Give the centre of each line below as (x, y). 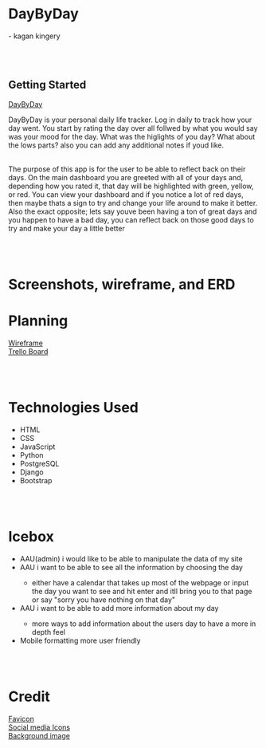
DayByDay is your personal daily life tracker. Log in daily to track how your (130, 120)
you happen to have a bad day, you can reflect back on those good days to (131, 219)
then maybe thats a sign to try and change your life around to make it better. (133, 203)
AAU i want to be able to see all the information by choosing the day (131, 567)
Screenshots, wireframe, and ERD (122, 284)
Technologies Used (74, 408)
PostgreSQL (39, 463)
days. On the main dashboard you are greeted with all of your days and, (126, 177)
